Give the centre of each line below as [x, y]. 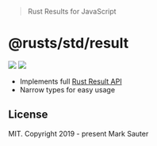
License [28, 115]
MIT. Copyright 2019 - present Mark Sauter [78, 133]
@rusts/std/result [69, 43]
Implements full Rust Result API [71, 81]
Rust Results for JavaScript [72, 11]
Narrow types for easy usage [67, 89]
